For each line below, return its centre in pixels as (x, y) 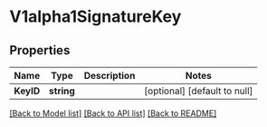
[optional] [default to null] (199, 91)
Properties (40, 50)
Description (110, 76)
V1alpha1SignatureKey (95, 17)
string (62, 91)
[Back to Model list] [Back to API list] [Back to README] (113, 113)
